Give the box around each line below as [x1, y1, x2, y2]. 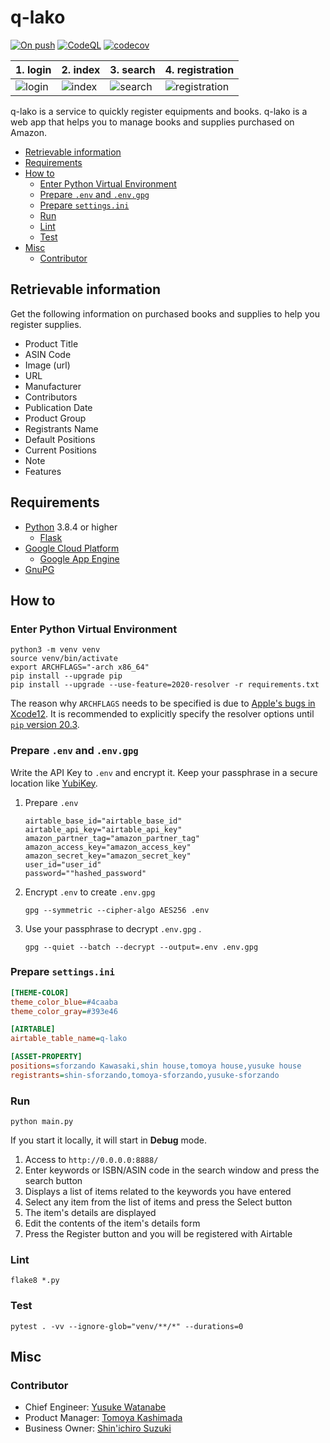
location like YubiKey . [10, 777, 98, 789]
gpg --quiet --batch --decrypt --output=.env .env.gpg [24, 942, 259, 952]
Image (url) [24, 359, 71, 371]
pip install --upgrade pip [10, 671, 123, 681]
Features [24, 465, 62, 477]
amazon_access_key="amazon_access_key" [24, 842, 192, 852]
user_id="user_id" [24, 859, 102, 870]
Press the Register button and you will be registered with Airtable [24, 1228, 293, 1240]
